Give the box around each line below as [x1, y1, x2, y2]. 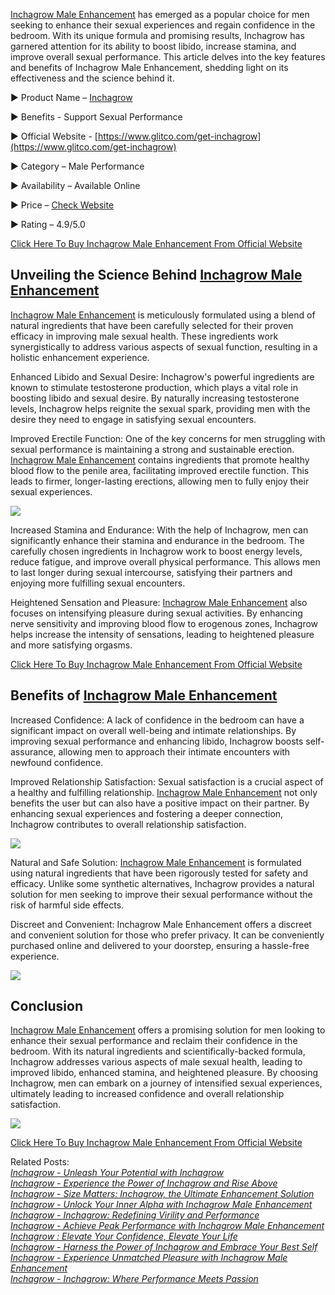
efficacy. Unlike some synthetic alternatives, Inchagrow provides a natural [10, 877, 315, 889]
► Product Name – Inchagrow [10, 92, 133, 103]
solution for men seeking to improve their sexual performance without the [10, 888, 313, 900]
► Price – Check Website [10, 199, 115, 211]
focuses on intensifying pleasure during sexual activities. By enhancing [10, 607, 303, 619]
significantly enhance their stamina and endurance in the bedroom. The [10, 534, 305, 546]
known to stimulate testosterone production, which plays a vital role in [10, 381, 298, 393]
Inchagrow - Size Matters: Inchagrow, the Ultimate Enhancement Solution [10, 1188, 315, 1200]
